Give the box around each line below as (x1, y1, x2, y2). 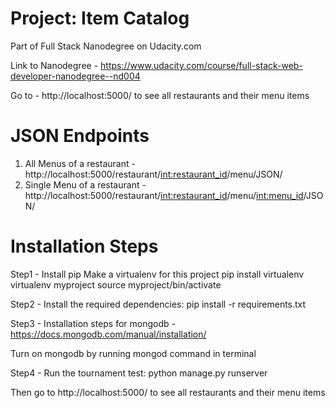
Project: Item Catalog (10, 7, 190, 30)
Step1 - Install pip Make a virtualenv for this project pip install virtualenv (10, 268, 305, 280)
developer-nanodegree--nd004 (10, 70, 141, 82)
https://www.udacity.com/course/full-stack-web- (100, 59, 303, 71)
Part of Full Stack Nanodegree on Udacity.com (10, 40, 202, 52)
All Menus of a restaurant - (24, 157, 136, 169)
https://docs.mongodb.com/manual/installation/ (10, 328, 207, 340)
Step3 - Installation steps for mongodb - (10, 317, 176, 329)
